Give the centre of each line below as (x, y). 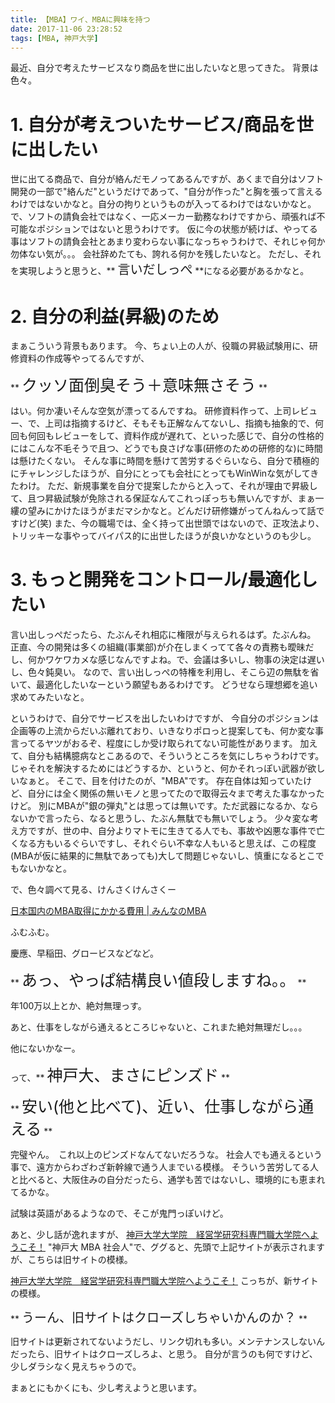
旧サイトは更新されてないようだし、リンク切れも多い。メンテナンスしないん (168, 1342)
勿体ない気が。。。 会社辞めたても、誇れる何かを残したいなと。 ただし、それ (166, 254)
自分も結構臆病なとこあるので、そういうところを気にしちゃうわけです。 (176, 756)
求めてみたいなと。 (50, 697)
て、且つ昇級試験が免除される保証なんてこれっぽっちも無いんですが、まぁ (163, 498)
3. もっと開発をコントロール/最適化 (155, 580)
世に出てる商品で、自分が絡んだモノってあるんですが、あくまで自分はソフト (167, 179)
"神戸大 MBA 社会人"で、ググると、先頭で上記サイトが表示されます (186, 1247)
